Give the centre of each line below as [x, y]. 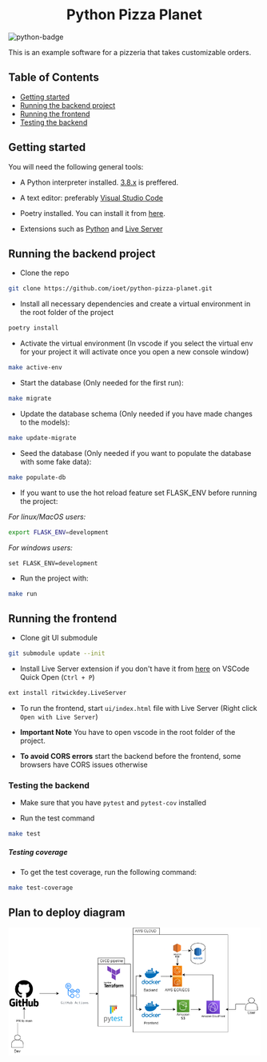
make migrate [30, 398]
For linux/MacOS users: [47, 517]
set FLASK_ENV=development [53, 563]
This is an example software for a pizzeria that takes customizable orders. [130, 52]
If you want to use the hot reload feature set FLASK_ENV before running [138, 493]
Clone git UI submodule [59, 638]
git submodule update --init [57, 653]
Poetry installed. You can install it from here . [93, 213]
